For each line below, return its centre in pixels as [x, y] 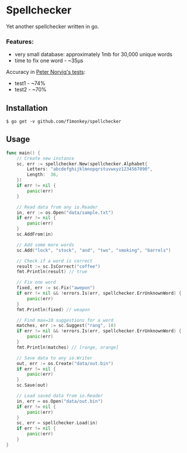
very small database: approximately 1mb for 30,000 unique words [93, 55]
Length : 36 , [43, 175]
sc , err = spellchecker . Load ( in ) [57, 423]
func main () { [23, 153]
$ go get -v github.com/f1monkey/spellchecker [64, 122]
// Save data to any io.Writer [55, 358]
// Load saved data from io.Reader [60, 396]
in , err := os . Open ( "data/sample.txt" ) [65, 212]
